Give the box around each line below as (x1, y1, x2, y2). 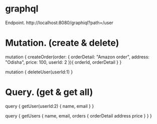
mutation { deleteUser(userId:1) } (5, 69, 73, 75)
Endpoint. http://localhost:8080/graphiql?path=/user (5, 20, 114, 26)
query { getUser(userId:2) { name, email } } (5, 103, 94, 109)
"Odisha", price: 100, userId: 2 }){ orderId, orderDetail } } (5, 59, 122, 65)
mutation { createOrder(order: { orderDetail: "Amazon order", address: (5, 54, 149, 60)
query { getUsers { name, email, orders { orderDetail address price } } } (5, 112, 152, 118)
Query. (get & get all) (5, 86, 93, 98)
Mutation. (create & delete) (5, 37, 119, 49)
